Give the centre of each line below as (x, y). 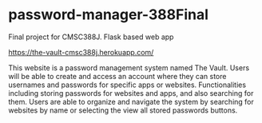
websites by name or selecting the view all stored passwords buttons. (123, 110)
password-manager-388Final (109, 15)
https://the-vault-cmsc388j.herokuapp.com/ (81, 52)
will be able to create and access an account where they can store (117, 76)
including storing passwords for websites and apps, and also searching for (131, 93)
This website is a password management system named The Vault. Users (129, 67)
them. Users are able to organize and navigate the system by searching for (131, 101)
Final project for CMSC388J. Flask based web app (91, 37)
